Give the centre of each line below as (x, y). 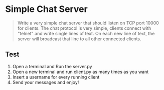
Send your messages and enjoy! (46, 82)
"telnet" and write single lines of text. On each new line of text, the (86, 33)
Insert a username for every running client (56, 77)
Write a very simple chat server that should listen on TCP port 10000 (88, 23)
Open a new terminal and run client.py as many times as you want (80, 72)
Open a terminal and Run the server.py (52, 66)
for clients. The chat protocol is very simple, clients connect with (84, 28)
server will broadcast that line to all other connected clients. (79, 39)
